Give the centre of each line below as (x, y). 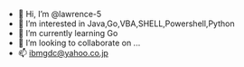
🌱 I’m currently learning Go (68, 33)
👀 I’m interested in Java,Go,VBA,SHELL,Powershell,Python (126, 24)
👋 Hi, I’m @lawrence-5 (60, 14)
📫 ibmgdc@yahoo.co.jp (63, 53)
